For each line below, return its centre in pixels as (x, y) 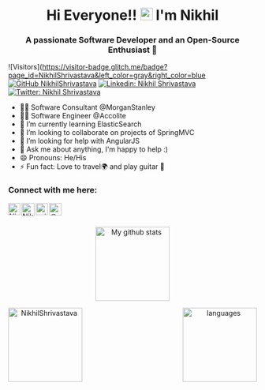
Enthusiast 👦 (132, 50)
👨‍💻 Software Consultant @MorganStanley (88, 107)
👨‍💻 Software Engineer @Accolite (73, 116)
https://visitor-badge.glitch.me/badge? (105, 67)
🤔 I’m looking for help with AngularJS (80, 141)
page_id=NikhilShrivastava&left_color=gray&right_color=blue (107, 75)
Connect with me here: (53, 190)
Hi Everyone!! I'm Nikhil (132, 15)
